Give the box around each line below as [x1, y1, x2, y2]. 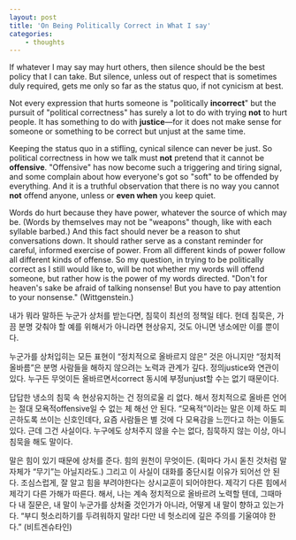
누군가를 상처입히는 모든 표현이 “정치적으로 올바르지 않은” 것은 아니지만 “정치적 [9, 351, 281, 362]
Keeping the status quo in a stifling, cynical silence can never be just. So [9, 143, 272, 154]
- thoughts [25, 37, 65, 47]
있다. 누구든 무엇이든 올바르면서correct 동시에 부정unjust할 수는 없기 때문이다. [9, 374, 280, 384]
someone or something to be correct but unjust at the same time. [9, 126, 246, 137]
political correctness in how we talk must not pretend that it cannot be [9, 152, 265, 164]
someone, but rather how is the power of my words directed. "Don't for [9, 274, 268, 284]
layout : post [9, 12, 57, 22]
